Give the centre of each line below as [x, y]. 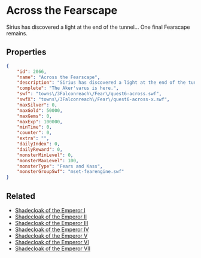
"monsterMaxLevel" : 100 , [48, 160]
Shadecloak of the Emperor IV [52, 229]
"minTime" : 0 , [34, 127]
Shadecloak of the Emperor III [51, 223]
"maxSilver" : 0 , [37, 105]
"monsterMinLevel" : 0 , [45, 155]
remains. [17, 33]
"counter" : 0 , [34, 133]
